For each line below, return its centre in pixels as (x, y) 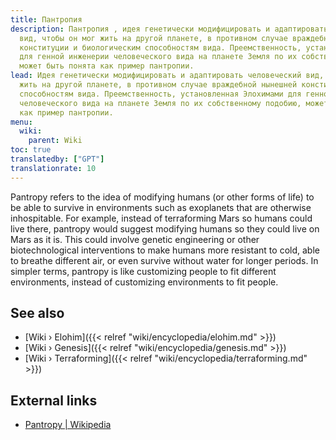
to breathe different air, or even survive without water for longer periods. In (164, 260)
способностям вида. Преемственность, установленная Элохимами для (160, 94)
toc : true (31, 150)
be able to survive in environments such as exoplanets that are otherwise (161, 207)
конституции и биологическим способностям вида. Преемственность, (160, 47)
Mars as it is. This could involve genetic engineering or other (135, 239)
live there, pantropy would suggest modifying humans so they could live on (165, 228)
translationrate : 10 (53, 168)
